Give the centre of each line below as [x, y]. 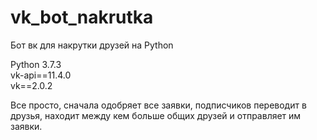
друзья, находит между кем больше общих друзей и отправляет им [156, 115]
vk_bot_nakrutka [82, 17]
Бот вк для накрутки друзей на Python [92, 45]
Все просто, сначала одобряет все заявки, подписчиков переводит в [158, 105]
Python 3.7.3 [36, 64]
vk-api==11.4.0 [41, 75]
